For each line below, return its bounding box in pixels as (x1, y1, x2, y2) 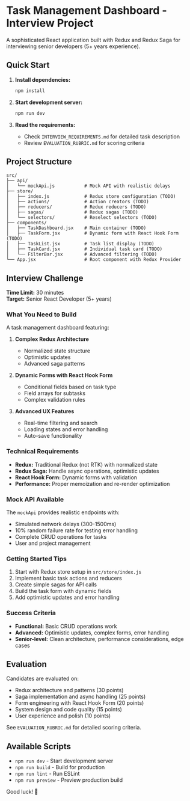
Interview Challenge (6, 273, 84, 283)
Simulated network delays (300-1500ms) (14, 521, 117, 528)
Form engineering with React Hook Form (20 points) (14, 699, 144, 707)
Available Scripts (6, 741, 71, 752)
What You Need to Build (6, 310, 77, 319)
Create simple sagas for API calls (14, 581, 97, 588)
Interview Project (6, 16, 94, 30)
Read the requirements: (14, 121, 76, 128)
